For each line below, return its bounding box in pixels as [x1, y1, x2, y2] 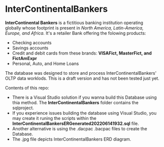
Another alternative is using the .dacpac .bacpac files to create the [12, 125, 147, 131]
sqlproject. [12, 105, 34, 111]
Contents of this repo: [5, 85, 49, 90]
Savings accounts [12, 45, 49, 51]
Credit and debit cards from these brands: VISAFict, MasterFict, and [12, 50, 152, 56]
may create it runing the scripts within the [12, 115, 97, 121]
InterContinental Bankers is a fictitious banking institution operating [5, 20, 143, 26]
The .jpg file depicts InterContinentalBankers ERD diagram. [12, 136, 132, 142]
